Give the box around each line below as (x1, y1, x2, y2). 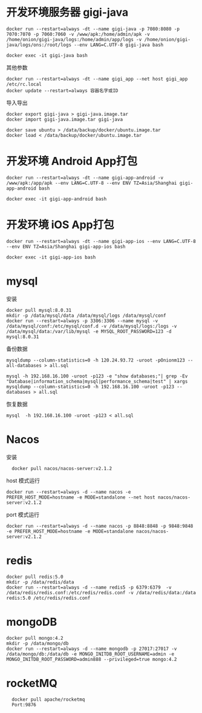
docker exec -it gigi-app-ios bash (6, 254, 96, 260)
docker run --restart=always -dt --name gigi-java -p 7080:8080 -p (6, 25, 180, 32)
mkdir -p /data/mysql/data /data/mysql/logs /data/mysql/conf (6, 313, 166, 319)
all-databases (6, 362, 42, 368)
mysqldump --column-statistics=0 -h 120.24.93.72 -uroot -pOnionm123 (6, 357, 186, 363)
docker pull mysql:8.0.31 (6, 307, 71, 313)
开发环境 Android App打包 (6, 154, 138, 168)
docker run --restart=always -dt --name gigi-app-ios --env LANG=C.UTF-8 (6, 238, 197, 244)
